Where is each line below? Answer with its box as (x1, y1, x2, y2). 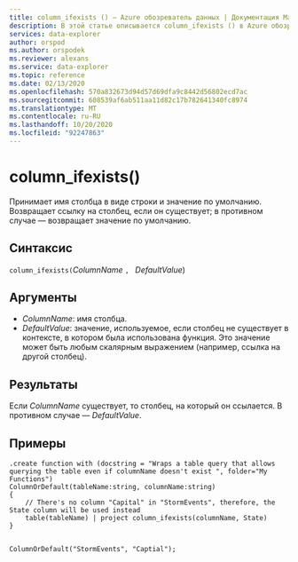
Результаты (9, 376, 78, 392)
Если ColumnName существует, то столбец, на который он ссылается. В (9, 400, 283, 411)
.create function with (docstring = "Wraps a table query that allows (9, 459, 276, 469)
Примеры (9, 436, 67, 451)
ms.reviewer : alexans (9, 54, 90, 63)
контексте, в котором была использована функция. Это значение (21, 332, 271, 343)
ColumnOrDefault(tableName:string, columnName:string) (9, 483, 216, 492)
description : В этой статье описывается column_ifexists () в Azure (9, 21, 268, 30)
